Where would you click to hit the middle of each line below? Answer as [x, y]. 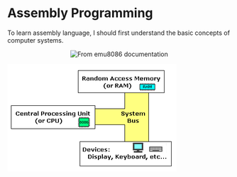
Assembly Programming [81, 13]
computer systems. [35, 40]
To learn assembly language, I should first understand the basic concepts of [119, 33]
